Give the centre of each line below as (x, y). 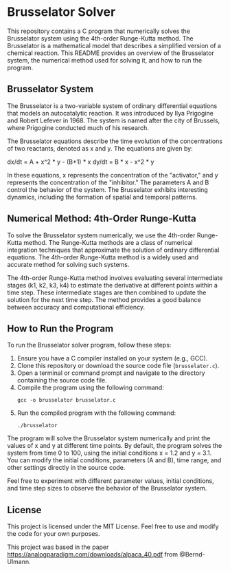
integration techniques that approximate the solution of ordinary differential (113, 250)
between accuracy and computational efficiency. (76, 307)
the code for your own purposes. (54, 534)
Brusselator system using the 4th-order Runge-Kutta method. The (100, 38)
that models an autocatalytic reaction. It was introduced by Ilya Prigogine (111, 113)
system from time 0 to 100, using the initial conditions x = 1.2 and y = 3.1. (110, 453)
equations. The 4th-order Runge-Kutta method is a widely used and (103, 257)
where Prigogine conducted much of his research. (78, 127)
